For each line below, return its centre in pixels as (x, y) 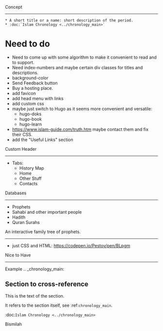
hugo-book (31, 119)
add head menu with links (38, 98)
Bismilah (14, 324)
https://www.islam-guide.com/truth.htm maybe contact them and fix (80, 129)
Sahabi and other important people (47, 212)
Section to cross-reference (47, 284)
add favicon (24, 93)
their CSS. (22, 134)
